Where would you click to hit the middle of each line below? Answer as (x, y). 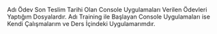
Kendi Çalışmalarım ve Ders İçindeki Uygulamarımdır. (81, 24)
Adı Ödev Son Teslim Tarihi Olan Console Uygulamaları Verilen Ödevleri (107, 10)
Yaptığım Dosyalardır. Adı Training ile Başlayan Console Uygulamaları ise (108, 17)
